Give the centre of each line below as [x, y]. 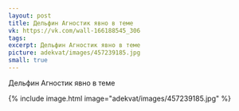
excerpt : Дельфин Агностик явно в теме [74, 46]
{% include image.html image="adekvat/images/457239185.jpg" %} [119, 98]
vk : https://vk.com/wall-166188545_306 [74, 30]
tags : [17, 38]
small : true [28, 61]
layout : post [30, 16]
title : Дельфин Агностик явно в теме [71, 23]
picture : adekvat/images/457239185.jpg [74, 53]
